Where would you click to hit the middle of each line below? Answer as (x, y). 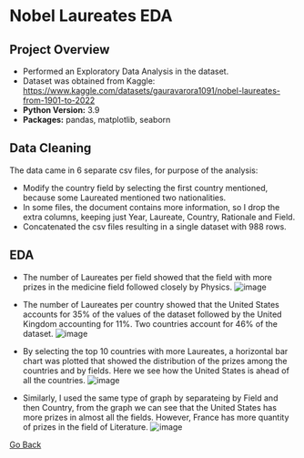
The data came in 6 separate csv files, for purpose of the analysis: (134, 170)
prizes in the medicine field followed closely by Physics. (127, 287)
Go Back (25, 444)
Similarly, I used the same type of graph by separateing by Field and (150, 398)
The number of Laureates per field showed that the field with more (147, 277)
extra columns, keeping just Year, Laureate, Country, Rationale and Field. (159, 217)
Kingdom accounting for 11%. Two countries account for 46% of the (150, 323)
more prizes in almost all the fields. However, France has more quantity (156, 417)
